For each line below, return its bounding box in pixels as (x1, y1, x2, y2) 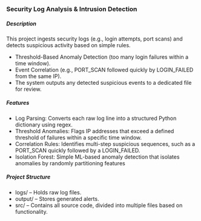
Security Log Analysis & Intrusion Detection (6, 5, 137, 13)
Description (6, 20, 37, 27)
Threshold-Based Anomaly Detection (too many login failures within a (15, 53, 189, 61)
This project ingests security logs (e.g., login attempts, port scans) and (6, 35, 183, 42)
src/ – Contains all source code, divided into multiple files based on (15, 202, 183, 209)
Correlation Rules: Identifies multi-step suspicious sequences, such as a (15, 140, 196, 147)
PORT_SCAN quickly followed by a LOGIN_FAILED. (15, 147, 140, 154)
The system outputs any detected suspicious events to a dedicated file (15, 79, 192, 86)
